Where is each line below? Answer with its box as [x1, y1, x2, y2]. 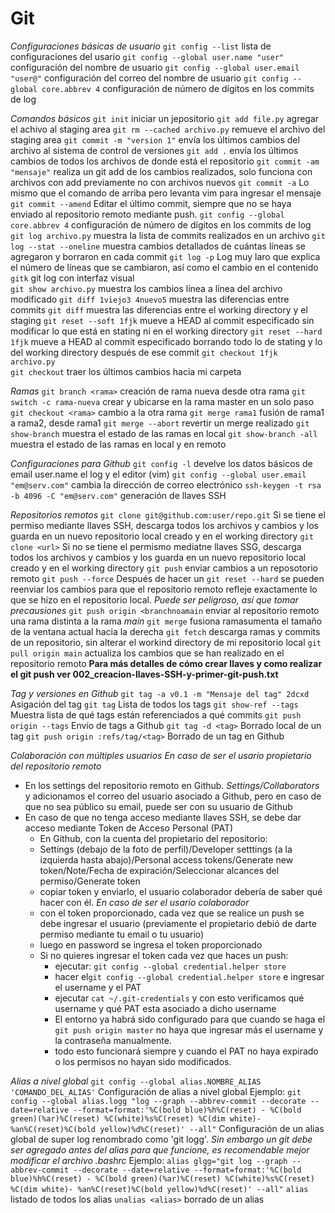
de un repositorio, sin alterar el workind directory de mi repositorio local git [10, 636, 322, 648]
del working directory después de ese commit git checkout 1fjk [10, 346, 278, 358]
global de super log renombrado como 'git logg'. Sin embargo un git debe [10, 1133, 313, 1145]
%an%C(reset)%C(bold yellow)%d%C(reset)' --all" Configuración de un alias [10, 1122, 325, 1134]
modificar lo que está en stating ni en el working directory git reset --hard [10, 325, 323, 337]
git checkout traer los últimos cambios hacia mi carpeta [10, 365, 242, 377]
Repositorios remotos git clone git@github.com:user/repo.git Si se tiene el [10, 508, 326, 521]
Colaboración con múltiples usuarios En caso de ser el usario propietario [10, 749, 312, 761]
